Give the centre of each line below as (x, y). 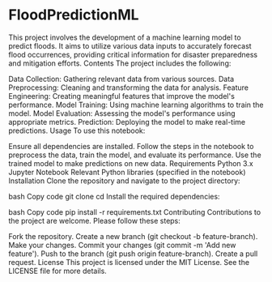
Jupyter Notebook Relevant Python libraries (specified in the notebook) (127, 172)
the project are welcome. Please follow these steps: (94, 220)
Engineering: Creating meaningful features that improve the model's (121, 96)
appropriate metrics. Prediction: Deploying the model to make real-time (127, 122)
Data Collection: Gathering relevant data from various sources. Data (121, 79)
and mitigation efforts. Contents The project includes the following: (120, 63)
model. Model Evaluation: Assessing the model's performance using (122, 113)
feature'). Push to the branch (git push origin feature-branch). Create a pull (133, 254)
